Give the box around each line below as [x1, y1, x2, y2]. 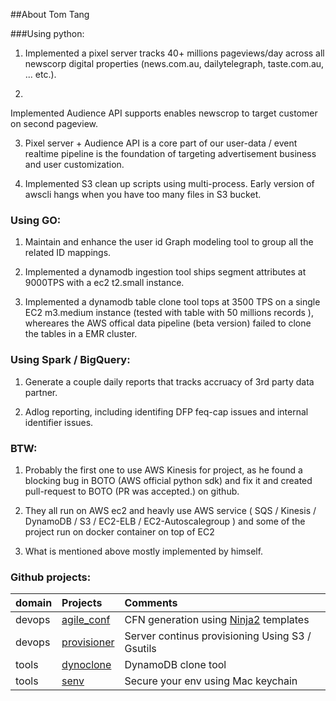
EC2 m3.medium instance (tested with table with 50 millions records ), [24, 307, 314, 319]
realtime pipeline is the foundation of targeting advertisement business [24, 148, 317, 159]
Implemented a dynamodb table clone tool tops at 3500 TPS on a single [24, 296, 321, 308]
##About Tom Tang [10, 9, 90, 20]
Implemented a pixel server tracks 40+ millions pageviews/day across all [24, 47, 325, 59]
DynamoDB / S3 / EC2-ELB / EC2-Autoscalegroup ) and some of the [24, 515, 306, 527]
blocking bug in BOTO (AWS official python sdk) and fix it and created [24, 474, 313, 486]
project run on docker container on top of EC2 [24, 525, 215, 538]
